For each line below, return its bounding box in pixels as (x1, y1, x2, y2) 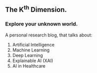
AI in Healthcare (12, 62, 46, 69)
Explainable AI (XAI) (12, 57, 53, 63)
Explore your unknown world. (5, 20, 78, 27)
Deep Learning (12, 52, 43, 58)
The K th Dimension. (5, 4, 67, 14)
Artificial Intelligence (12, 41, 55, 47)
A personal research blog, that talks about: (5, 32, 93, 38)
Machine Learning (12, 47, 50, 53)
